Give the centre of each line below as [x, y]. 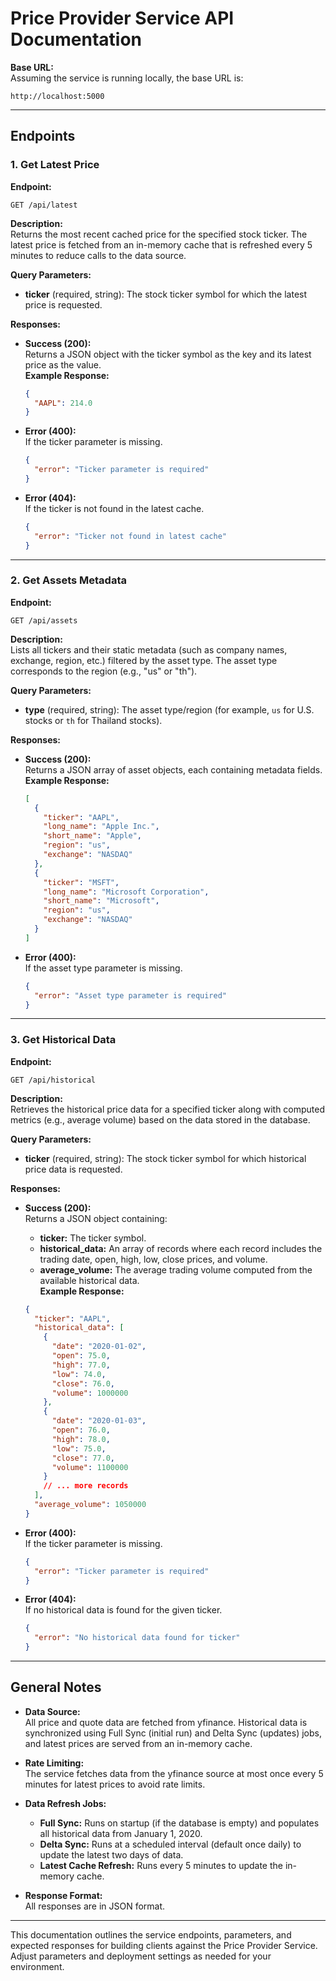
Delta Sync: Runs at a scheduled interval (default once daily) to [170, 1844]
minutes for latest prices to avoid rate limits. [115, 1784]
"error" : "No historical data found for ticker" [137, 1638]
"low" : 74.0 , [79, 1374]
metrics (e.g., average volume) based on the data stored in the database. [160, 1119]
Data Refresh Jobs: [65, 1803]
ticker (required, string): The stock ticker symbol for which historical [165, 1158]
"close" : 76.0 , [83, 1383]
